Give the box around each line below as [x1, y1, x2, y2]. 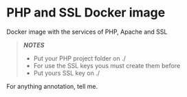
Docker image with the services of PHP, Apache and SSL [6, 28, 168, 36]
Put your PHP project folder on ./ [33, 54, 126, 63]
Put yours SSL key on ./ [33, 69, 100, 77]
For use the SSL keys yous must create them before [33, 61, 181, 69]
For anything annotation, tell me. [6, 82, 98, 90]
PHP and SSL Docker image [6, 5, 166, 21]
